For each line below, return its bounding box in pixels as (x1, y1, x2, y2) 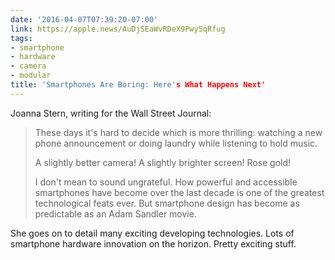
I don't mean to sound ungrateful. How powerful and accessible (34, 176, 298, 188)
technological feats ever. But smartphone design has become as (34, 197, 300, 209)
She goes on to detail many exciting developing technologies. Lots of (10, 227, 295, 239)
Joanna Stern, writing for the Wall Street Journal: (10, 107, 212, 119)
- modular (10, 71, 52, 81)
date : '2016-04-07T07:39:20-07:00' (10, 14, 159, 25)
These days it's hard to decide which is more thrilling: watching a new (34, 126, 323, 138)
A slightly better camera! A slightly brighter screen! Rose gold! (34, 156, 292, 168)
